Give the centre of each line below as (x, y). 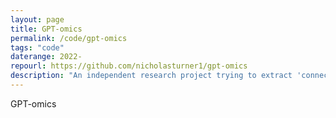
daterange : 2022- (46, 57)
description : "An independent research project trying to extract (151, 76)
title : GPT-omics (46, 29)
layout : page (37, 19)
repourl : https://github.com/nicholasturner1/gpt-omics (129, 66)
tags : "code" (37, 47)
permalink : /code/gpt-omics (69, 38)
